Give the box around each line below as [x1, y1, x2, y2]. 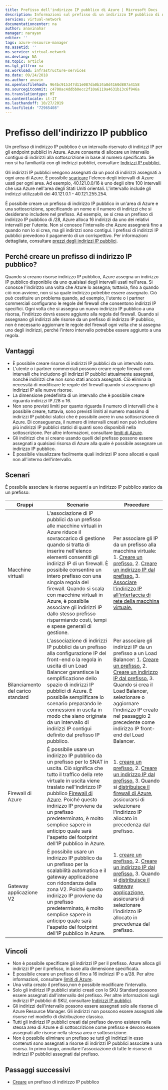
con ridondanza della [46, 880, 96, 887]
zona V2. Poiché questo [46, 886, 103, 893]
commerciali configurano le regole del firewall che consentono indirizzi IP [5, 300, 156, 306]
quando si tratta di [46, 541, 90, 548]
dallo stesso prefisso [46, 610, 96, 617]
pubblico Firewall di [46, 790, 93, 797]
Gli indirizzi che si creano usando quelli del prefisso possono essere [12, 435, 153, 441]
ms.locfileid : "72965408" [5, 105, 59, 111]
